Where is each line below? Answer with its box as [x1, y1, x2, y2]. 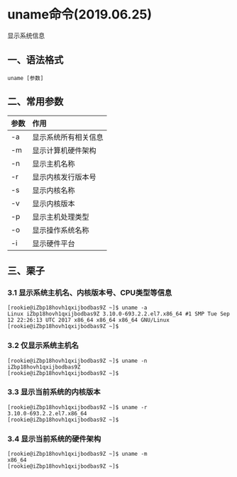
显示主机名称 [32, 159, 76, 169]
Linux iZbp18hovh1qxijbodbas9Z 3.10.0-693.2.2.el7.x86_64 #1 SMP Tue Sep [7, 310, 231, 318]
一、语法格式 [7, 54, 64, 66]
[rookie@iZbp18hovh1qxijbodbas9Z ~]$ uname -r [7, 403, 148, 411]
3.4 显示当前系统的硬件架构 [7, 434, 101, 444]
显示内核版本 [32, 198, 76, 208]
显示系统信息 [7, 31, 45, 40]
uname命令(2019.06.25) [7, 6, 153, 23]
